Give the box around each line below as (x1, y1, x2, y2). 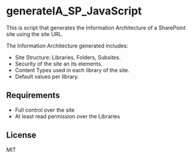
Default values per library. (14, 73, 79, 80)
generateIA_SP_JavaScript (6, 4, 142, 18)
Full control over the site (14, 106, 75, 114)
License (6, 130, 37, 141)
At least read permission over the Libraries (14, 112, 120, 120)
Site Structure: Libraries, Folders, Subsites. (14, 53, 121, 61)
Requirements (6, 90, 60, 100)
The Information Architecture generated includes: (6, 42, 128, 49)
